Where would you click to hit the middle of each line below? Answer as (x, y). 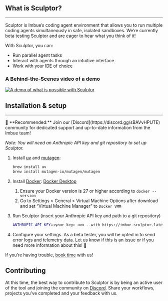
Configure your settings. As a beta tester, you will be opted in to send (84, 234)
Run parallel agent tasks (37, 55)
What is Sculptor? (33, 8)
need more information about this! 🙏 (49, 245)
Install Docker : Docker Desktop (44, 181)
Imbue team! (18, 133)
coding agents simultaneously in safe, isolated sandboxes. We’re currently (82, 30)
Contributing (25, 270)
